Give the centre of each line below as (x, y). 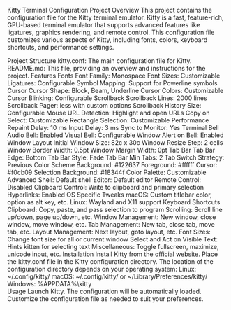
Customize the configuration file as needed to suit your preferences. (105, 299)
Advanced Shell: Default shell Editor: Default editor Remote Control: (104, 180)
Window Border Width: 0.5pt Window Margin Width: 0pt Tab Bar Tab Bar (111, 150)
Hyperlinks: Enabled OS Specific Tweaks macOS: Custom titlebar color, (110, 195)
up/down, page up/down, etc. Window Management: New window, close (112, 217)
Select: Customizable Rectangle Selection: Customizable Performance (108, 120)
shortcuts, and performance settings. (61, 47)
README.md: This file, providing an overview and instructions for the (106, 68)
